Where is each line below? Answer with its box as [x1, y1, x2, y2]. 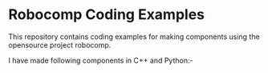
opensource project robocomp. [8, 40, 112, 49]
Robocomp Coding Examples [8, 6, 205, 24]
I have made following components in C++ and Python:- [8, 56, 193, 65]
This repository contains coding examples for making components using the [8, 32, 260, 41]
